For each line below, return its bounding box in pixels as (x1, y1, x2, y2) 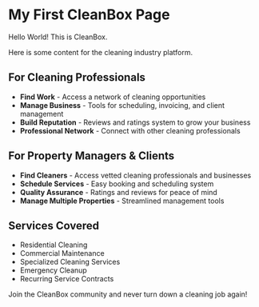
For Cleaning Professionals (8, 70, 146, 85)
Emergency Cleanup (19, 265, 88, 275)
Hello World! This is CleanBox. (8, 32, 108, 42)
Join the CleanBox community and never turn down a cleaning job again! (8, 289, 248, 299)
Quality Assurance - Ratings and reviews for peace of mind (19, 187, 217, 197)
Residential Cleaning (19, 240, 88, 249)
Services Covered (8, 218, 100, 233)
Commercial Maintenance (19, 249, 106, 258)
